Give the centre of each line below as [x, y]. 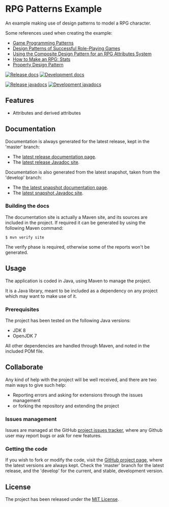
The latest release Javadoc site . [46, 162]
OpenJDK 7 [25, 336]
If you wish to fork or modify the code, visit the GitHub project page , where [84, 460]
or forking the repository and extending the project [66, 406]
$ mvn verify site [25, 237]
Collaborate [24, 367]
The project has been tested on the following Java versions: [68, 320]
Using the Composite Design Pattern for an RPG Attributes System [82, 54]
